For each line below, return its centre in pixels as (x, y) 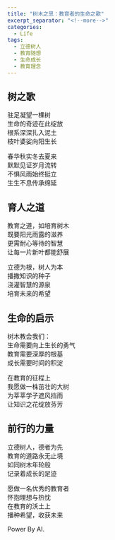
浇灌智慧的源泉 (29, 285)
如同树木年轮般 (29, 464)
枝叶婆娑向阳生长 (32, 141)
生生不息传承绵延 (32, 183)
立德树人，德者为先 (35, 447)
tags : (15, 40)
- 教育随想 (28, 54)
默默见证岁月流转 (32, 165)
